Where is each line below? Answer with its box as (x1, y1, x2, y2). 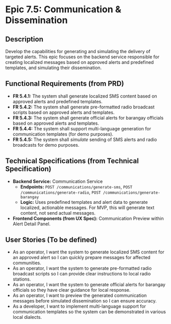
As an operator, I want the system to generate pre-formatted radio (12, 265, 152, 271)
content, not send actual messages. (20, 210, 96, 216)
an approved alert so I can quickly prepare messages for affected (12, 254, 151, 261)
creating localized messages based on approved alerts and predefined (5, 59, 154, 65)
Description (5, 35, 43, 43)
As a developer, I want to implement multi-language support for (12, 303, 146, 310)
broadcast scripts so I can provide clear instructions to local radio (12, 271, 151, 277)
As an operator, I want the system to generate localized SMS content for (12, 249, 164, 255)
